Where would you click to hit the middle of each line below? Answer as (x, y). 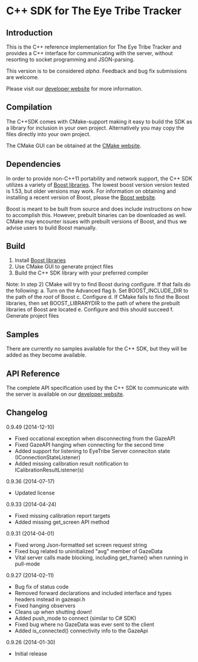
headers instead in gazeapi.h (50, 599)
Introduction (30, 33)
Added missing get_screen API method (62, 522)
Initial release (31, 653)
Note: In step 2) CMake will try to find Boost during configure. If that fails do (98, 285)
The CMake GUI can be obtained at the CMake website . (74, 146)
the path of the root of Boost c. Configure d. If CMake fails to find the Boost (98, 297)
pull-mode (27, 564)
